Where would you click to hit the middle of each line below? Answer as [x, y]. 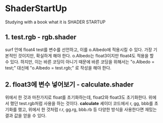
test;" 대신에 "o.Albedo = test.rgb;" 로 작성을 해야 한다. [58, 68]
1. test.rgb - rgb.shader [41, 37]
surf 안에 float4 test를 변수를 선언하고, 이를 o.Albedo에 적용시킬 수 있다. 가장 [79, 50]
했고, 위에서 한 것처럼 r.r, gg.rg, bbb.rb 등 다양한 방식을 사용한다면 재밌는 [87, 109]
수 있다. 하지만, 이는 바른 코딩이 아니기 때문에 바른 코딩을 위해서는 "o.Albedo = [80, 62]
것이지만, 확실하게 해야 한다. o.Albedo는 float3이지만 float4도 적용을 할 [86, 55]
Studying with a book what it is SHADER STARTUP [55, 22]
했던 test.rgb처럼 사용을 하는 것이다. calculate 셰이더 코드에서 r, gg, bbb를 [81, 103]
